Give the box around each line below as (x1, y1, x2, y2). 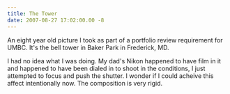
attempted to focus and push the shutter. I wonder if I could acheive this (7, 71, 214, 80)
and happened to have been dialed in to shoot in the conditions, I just (7, 64, 206, 72)
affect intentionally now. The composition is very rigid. (7, 79, 162, 87)
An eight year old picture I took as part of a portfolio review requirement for (7, 36, 223, 44)
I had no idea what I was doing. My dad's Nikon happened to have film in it (7, 56, 222, 65)
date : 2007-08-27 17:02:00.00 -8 (7, 17, 105, 24)
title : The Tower (7, 10, 58, 17)
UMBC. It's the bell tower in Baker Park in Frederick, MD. (7, 43, 169, 52)
